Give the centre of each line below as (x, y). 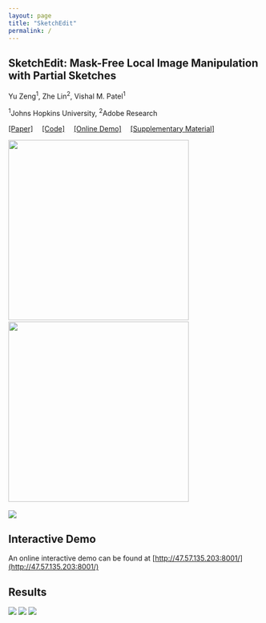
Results (28, 592)
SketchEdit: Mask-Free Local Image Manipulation (133, 63)
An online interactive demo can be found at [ (82, 558)
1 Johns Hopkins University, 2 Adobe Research (83, 112)
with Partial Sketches (62, 76)
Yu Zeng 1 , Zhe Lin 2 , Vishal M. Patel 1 (67, 95)
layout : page (30, 16)
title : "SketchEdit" (43, 23)
